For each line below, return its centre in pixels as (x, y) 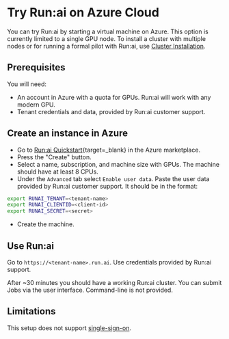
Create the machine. (45, 224)
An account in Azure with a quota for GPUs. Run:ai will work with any (114, 97)
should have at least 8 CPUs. (58, 172)
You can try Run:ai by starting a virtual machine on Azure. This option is (108, 31)
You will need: (27, 84)
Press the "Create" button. (54, 157)
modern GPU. (36, 105)
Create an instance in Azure (68, 134)
